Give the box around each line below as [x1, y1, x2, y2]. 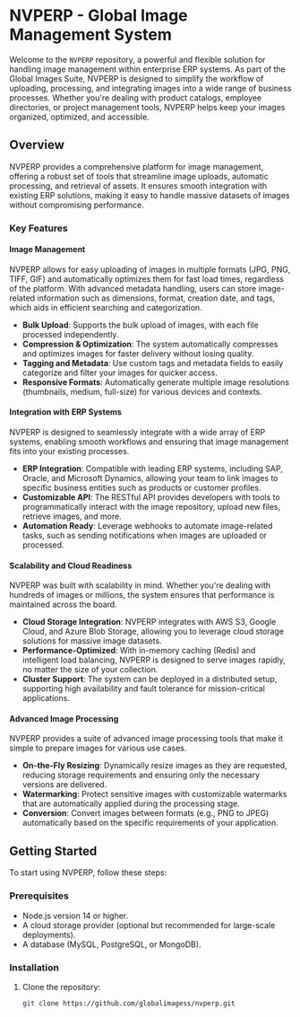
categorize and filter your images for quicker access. [21, 367, 218, 378]
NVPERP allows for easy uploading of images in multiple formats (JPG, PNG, [9, 264, 291, 275]
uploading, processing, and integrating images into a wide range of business [9, 83, 292, 93]
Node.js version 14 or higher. [21, 910, 129, 921]
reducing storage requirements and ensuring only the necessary [21, 769, 261, 781]
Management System [9, 24, 173, 45]
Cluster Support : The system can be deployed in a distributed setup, [21, 674, 278, 685]
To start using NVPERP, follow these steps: [9, 867, 167, 878]
